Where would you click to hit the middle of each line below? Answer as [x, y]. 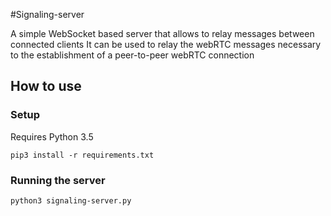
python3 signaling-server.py [71, 200]
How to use [46, 86]
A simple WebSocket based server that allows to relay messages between [162, 33]
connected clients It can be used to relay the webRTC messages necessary [166, 44]
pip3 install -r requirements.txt [82, 155]
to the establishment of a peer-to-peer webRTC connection [132, 55]
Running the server [58, 180]
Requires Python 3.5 [52, 136]
